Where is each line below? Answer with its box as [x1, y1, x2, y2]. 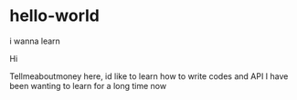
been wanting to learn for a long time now [9, 80, 167, 91]
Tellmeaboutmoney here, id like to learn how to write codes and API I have [9, 70, 289, 82]
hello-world [9, 5, 101, 26]
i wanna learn [9, 35, 61, 46]
